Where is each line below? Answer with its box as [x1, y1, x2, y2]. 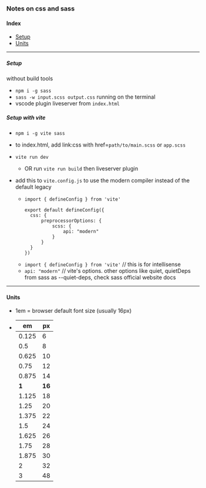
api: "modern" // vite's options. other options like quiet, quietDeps [24, 267, 191, 275]
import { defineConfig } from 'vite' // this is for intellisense [24, 261, 181, 268]
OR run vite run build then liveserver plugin [24, 165, 139, 172]
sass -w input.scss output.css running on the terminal [15, 93, 156, 101]
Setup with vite [6, 113, 46, 121]
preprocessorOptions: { [40, 218, 102, 224]
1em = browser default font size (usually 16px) [15, 307, 132, 315]
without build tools [6, 75, 53, 82]
